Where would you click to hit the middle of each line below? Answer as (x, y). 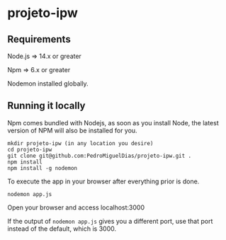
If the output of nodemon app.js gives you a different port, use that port (110, 221)
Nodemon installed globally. (48, 84)
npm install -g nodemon (43, 168)
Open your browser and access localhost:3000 (76, 207)
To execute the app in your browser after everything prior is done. (103, 181)
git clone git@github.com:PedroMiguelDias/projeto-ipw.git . (100, 156)
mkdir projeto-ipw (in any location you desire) (80, 143)
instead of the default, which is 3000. (62, 229)
